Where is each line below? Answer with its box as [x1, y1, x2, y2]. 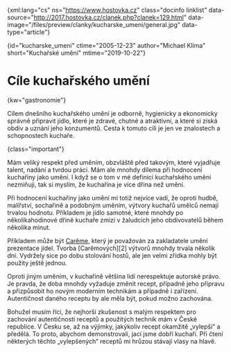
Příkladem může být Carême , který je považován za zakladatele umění [7, 236, 208, 245]
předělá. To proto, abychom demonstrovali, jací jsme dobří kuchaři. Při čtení [7, 329, 223, 338]
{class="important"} [7, 145, 65, 153]
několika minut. [7, 223, 51, 231]
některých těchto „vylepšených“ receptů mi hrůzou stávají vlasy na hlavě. [7, 337, 216, 345]
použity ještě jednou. [7, 258, 67, 267]
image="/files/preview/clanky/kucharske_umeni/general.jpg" [7, 21, 181, 28]
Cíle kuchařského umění [7, 73, 151, 89]
